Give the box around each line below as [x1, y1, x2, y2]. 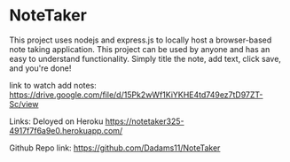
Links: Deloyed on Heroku [9, 116, 104, 127]
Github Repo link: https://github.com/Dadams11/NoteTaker [9, 143, 221, 153]
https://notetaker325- [105, 116, 184, 127]
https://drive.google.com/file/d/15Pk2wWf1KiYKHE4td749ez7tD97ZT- [9, 89, 263, 100]
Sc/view [9, 98, 39, 109]
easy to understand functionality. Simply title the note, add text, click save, [9, 53, 282, 64]
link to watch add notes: [9, 80, 98, 90]
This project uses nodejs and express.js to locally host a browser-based [9, 35, 272, 45]
